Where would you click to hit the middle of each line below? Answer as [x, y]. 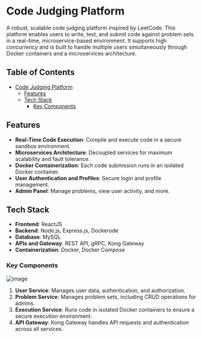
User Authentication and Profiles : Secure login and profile [88, 178]
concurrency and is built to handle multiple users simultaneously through [97, 47]
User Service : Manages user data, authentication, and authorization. [100, 290]
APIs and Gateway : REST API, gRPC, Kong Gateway [80, 244]
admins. [25, 303]
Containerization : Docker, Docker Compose [70, 250]
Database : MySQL [38, 237]
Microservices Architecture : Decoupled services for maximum [94, 153]
